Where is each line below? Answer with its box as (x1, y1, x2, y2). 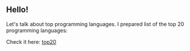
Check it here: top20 (6, 38, 56, 45)
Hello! (6, 5, 28, 15)
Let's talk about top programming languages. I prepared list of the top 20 (6, 20, 185, 27)
